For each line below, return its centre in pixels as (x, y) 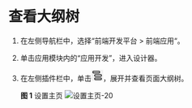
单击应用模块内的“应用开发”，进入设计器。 (91, 58)
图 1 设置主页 (41, 95)
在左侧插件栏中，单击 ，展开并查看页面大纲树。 (104, 78)
